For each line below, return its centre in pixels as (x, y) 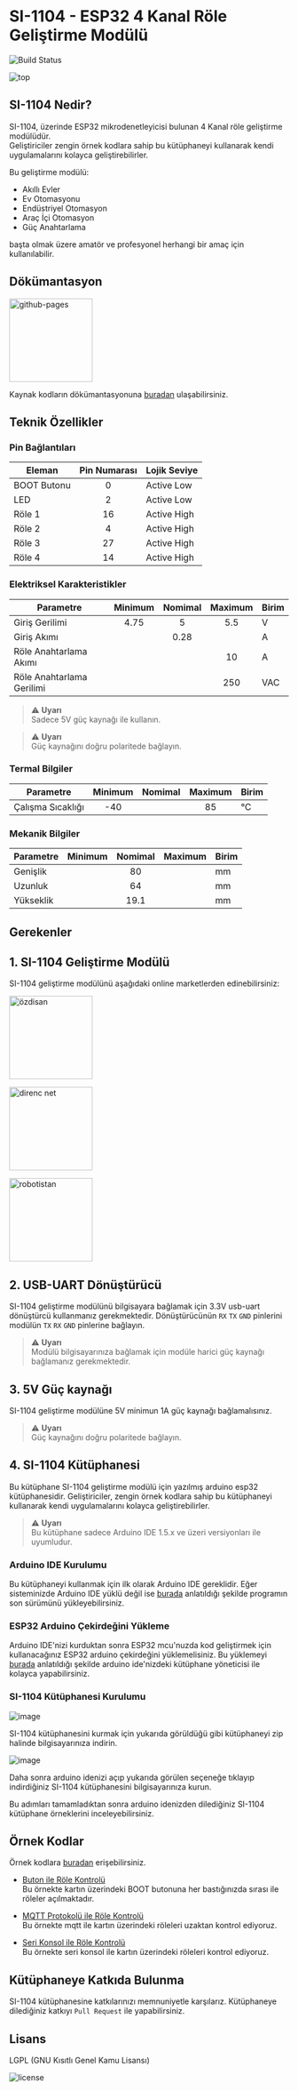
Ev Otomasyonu (51, 198)
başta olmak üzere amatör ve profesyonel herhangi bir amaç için (127, 244)
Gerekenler (41, 932)
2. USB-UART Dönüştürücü (86, 1285)
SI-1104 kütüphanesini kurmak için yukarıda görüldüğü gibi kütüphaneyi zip (146, 1733)
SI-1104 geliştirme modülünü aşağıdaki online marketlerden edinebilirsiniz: (145, 983)
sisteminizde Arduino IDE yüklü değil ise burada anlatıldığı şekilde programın (149, 1594)
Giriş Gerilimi (40, 622)
